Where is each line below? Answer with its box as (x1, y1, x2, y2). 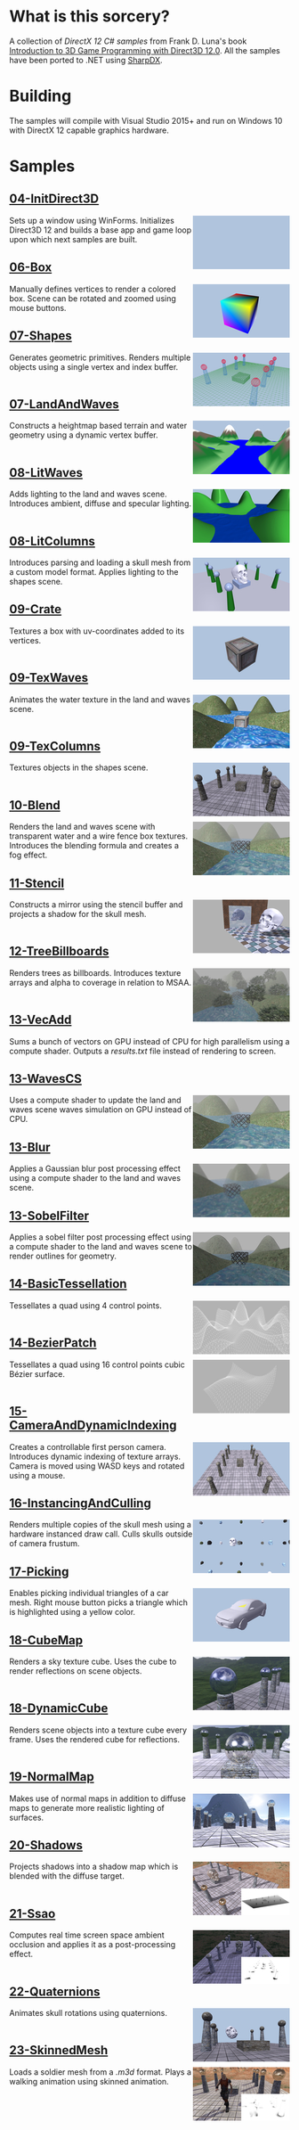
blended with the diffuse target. (9, 1871, 125, 1881)
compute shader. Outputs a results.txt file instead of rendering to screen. (9, 1045, 277, 1056)
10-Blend (9, 798, 61, 813)
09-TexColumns (9, 738, 101, 754)
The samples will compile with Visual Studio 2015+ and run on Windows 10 (9, 115, 283, 126)
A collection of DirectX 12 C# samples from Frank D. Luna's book (9, 36, 247, 46)
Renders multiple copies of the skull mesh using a (9, 1520, 191, 1530)
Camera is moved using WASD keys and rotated (9, 1460, 185, 1471)
